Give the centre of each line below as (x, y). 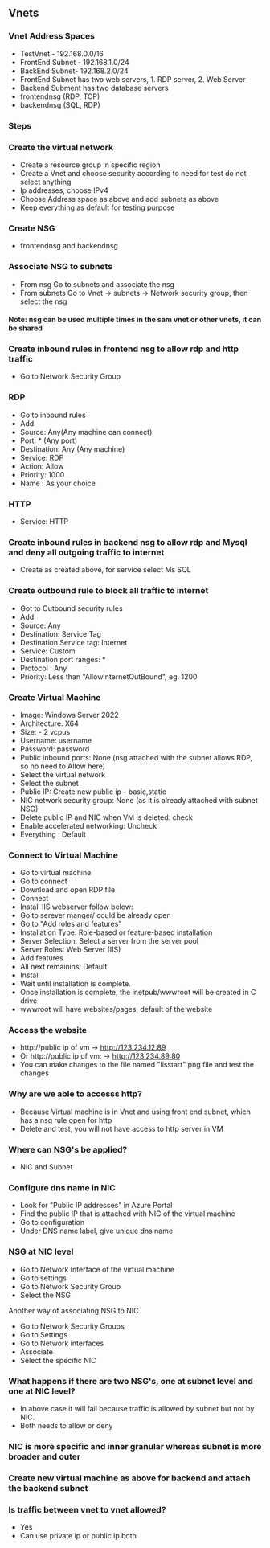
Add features (41, 958)
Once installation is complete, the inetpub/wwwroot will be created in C (138, 993)
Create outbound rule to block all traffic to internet (108, 591)
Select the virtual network (63, 774)
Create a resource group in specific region (90, 165)
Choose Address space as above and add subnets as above (119, 199)
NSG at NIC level (41, 1251)
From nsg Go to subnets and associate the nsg (97, 284)
